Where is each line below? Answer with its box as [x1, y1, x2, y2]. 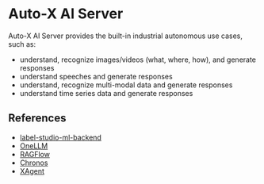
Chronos [19, 158, 48, 167]
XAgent [19, 166, 45, 175]
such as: [8, 39, 36, 48]
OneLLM [19, 140, 48, 151]
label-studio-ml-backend [19, 132, 101, 142]
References [8, 112, 67, 125]
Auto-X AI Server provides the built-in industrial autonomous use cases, [8, 31, 243, 40]
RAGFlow [19, 149, 50, 159]
